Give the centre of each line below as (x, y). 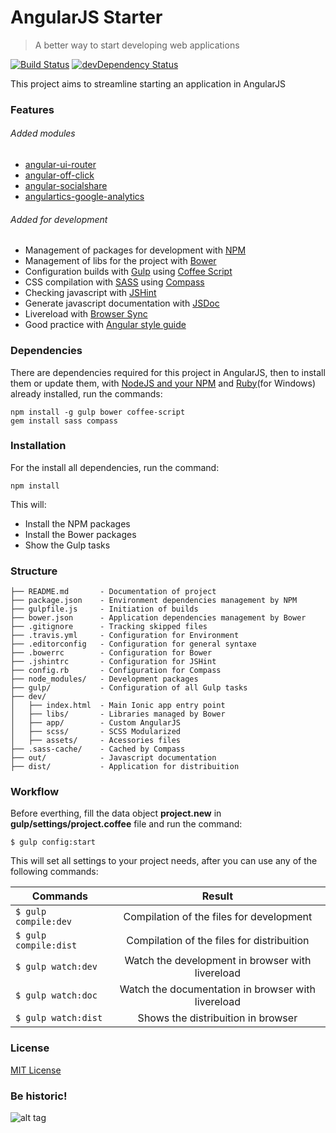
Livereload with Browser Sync (86, 314)
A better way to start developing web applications (137, 45)
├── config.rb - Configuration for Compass (116, 671)
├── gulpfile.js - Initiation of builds (104, 609)
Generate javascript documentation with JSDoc (122, 303)
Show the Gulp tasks (67, 545)
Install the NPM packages (77, 523)
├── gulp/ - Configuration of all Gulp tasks (129, 688)
